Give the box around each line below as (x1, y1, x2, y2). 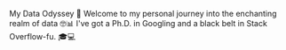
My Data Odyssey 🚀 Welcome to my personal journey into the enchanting (9, 9, 277, 18)
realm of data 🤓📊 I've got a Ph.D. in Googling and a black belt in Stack (9, 18, 268, 28)
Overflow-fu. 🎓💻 (9, 32, 76, 41)
